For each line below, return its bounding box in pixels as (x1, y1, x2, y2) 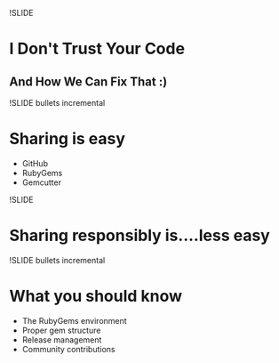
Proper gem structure (21, 325, 101, 335)
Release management (21, 334, 102, 345)
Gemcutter (21, 177, 62, 188)
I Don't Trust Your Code (9, 39, 185, 59)
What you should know (9, 286, 183, 306)
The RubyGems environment (21, 315, 127, 326)
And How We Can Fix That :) (9, 74, 168, 89)
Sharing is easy (9, 129, 126, 149)
